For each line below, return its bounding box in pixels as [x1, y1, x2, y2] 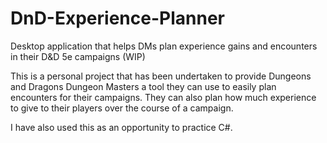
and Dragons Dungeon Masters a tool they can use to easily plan [10, 80, 277, 92]
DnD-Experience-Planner [10, 7, 225, 30]
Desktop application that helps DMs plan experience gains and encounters [10, 40, 318, 52]
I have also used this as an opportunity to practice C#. [10, 121, 233, 133]
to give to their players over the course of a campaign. [10, 102, 234, 114]
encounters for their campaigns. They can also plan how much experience [10, 91, 317, 103]
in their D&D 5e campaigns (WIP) [10, 50, 146, 62]
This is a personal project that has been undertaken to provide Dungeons [10, 70, 312, 82]
